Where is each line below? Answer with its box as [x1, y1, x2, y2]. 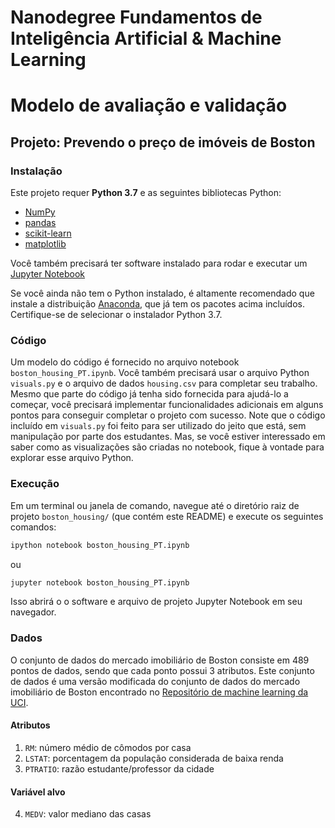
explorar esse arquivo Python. [10, 452, 134, 464]
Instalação [10, 164, 63, 178]
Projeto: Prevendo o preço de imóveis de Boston [10, 134, 316, 151]
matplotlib [24, 238, 67, 250]
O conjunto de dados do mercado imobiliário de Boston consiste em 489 [10, 654, 310, 666]
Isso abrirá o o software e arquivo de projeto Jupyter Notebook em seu [10, 596, 303, 608]
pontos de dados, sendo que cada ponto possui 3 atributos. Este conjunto [10, 664, 315, 676]
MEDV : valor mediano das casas [24, 808, 152, 820]
